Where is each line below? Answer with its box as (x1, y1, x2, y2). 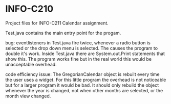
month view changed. (5, 93, 51, 99)
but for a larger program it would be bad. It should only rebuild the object (5, 82, 159, 88)
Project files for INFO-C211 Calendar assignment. (5, 20, 109, 26)
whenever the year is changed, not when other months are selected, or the (5, 87, 163, 93)
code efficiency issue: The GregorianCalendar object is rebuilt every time (5, 71, 160, 77)
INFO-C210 (5, 3, 54, 15)
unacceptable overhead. (5, 61, 57, 67)
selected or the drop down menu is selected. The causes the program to (5, 45, 158, 51)
